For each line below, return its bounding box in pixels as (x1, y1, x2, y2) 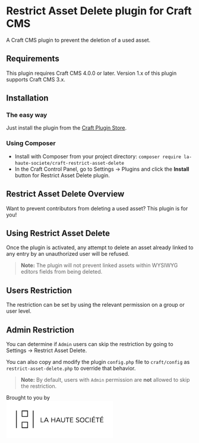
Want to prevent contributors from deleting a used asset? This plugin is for (6, 205, 188, 212)
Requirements (6, 54, 59, 64)
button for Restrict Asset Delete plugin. (14, 171, 110, 179)
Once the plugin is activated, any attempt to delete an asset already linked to (6, 244, 194, 251)
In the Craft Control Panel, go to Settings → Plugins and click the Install (14, 165, 189, 172)
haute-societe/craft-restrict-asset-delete (14, 160, 125, 166)
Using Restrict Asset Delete (6, 228, 110, 238)
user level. (6, 307, 31, 315)
